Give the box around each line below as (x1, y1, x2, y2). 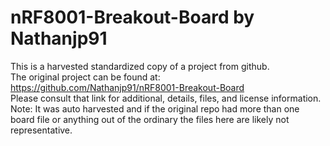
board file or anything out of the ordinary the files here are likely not (10, 113, 290, 125)
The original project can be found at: (10, 71, 161, 83)
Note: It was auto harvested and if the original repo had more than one (10, 102, 300, 115)
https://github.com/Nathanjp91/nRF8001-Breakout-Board (10, 81, 245, 93)
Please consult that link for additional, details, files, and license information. (10, 92, 322, 104)
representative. (10, 124, 73, 136)
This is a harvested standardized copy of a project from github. (10, 60, 270, 72)
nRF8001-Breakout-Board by (10, 6, 255, 29)
